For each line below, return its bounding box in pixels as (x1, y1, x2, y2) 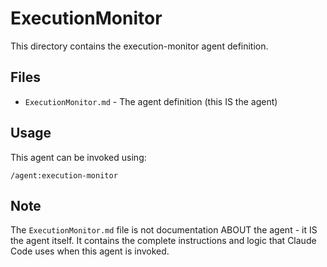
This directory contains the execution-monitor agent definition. (10, 40, 269, 52)
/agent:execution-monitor (10, 170, 118, 181)
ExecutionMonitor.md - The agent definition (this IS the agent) (24, 95, 278, 107)
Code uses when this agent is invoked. (10, 245, 170, 257)
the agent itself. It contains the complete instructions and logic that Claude (10, 235, 317, 247)
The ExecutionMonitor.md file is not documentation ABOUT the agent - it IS (10, 224, 318, 236)
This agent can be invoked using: (10, 151, 147, 163)
